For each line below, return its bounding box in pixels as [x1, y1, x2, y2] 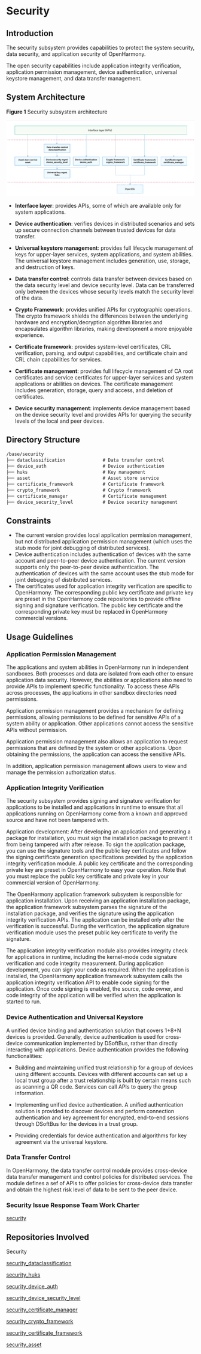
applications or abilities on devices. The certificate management [14, 380, 173, 387]
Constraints [6, 515, 51, 526]
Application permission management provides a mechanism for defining [6, 707, 184, 714]
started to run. [6, 998, 42, 1005]
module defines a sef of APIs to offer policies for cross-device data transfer [6, 1179, 193, 1186]
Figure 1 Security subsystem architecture [6, 108, 108, 115]
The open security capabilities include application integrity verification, [6, 62, 181, 69]
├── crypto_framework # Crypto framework [6, 488, 151, 494]
